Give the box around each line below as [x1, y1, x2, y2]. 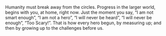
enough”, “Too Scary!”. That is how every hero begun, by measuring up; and [5, 20, 162, 26]
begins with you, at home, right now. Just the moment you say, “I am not [5, 9, 154, 15]
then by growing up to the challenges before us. [5, 25, 104, 31]
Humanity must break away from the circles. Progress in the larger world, [5, 4, 156, 10]
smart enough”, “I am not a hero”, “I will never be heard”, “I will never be [5, 15, 152, 20]
